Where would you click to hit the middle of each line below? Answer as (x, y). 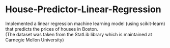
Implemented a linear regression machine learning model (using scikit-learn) (85, 23)
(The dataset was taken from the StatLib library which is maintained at (79, 34)
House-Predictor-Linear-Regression (83, 9)
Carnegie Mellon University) (35, 40)
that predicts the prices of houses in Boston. (52, 29)
